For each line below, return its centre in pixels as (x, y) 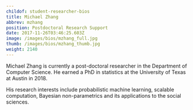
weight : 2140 (22, 49)
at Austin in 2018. (27, 78)
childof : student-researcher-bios (48, 11)
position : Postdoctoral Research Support (57, 28)
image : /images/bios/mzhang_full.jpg (52, 38)
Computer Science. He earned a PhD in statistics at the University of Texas (96, 72)
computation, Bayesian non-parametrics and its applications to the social (94, 95)
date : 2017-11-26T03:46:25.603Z (45, 33)
